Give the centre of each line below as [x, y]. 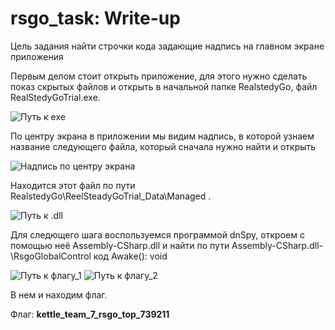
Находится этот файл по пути [73, 185]
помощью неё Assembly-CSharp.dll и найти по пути [120, 245]
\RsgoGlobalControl [51, 256]
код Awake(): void [130, 256]
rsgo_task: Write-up [95, 18]
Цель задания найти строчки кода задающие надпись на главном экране [167, 46]
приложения [37, 56]
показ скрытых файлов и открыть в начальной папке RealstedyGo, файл [164, 86]
